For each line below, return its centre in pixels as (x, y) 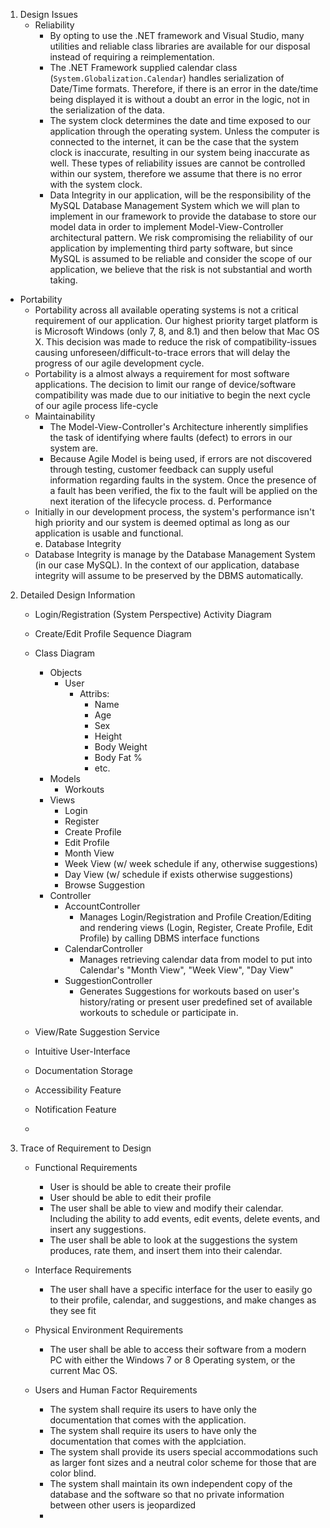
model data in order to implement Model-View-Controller (166, 227)
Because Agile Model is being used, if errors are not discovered (181, 458)
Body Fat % (118, 757)
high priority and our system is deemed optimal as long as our (162, 522)
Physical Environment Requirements (109, 1330)
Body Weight (121, 747)
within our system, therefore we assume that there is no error (176, 173)
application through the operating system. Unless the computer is (184, 131)
